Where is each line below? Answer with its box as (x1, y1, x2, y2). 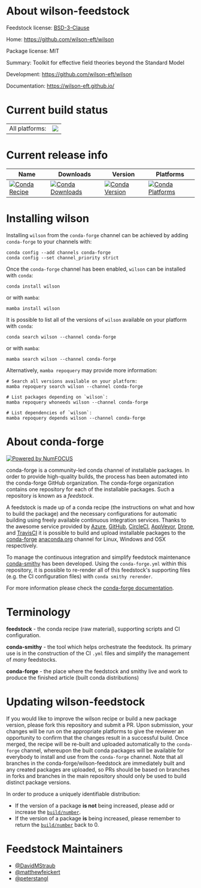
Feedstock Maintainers (6, 842, 123, 856)
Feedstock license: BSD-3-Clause (6, 24, 90, 31)
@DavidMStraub (14, 862, 56, 869)
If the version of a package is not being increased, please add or (14, 802, 175, 809)
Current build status (6, 103, 108, 117)
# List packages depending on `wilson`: (6, 394, 109, 400)
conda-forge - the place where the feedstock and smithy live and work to (6, 668, 188, 675)
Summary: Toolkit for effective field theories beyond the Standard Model (6, 59, 184, 66)
